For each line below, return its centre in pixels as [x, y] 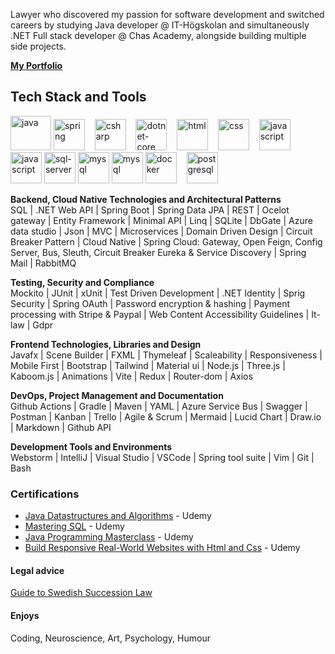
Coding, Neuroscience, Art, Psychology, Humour [110, 638]
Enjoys [25, 615]
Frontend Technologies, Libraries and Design [106, 344]
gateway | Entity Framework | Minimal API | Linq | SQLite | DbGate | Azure [161, 220]
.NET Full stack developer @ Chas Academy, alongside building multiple [158, 35]
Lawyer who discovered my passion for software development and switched [167, 14]
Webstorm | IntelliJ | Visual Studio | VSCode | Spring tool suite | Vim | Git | [162, 457]
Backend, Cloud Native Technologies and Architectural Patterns [146, 199]
